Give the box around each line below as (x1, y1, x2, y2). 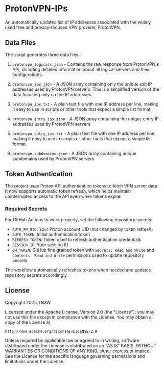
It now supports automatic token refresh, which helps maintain (5, 188, 131, 194)
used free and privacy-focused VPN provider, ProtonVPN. (5, 24, 121, 30)
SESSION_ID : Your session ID (12, 241, 69, 248)
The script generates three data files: (5, 52, 80, 57)
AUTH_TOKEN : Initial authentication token (12, 231, 90, 237)
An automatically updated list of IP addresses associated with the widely (5, 19, 151, 25)
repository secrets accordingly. (5, 272, 68, 278)
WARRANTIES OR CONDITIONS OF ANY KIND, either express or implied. (5, 348, 151, 354)
